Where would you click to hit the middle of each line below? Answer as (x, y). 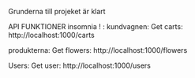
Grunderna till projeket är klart (57, 11)
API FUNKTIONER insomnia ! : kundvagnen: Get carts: (96, 26)
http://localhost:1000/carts (51, 35)
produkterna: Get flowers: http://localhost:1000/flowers (98, 50)
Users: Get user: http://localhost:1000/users (80, 65)
